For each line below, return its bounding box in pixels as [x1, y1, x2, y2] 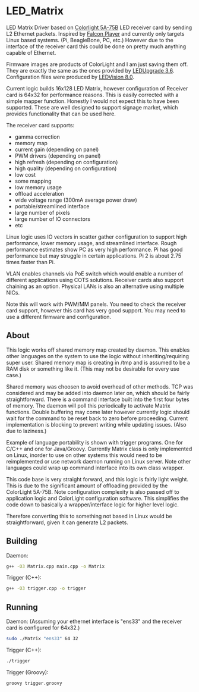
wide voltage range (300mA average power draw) [14, 196, 138, 203]
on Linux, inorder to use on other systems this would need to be [6, 451, 162, 459]
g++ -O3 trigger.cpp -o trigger [6, 585, 86, 591]
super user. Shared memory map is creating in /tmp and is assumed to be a [6, 359, 190, 366]
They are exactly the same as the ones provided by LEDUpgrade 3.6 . [6, 67, 175, 74]
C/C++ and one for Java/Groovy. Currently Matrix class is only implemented [6, 445, 192, 452]
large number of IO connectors [14, 215, 91, 223]
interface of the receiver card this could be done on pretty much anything [6, 43, 187, 50]
